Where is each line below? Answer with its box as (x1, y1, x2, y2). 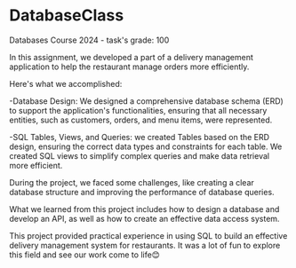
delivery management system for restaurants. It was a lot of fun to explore (9, 240, 281, 250)
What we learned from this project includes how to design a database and (9, 203, 280, 214)
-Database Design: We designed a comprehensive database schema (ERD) (9, 95, 284, 106)
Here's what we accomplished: (9, 78, 123, 89)
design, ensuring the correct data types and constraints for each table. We (9, 141, 283, 152)
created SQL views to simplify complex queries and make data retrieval (9, 150, 269, 161)
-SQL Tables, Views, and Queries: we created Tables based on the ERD (9, 131, 269, 142)
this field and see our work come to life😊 (9, 249, 160, 260)
